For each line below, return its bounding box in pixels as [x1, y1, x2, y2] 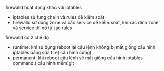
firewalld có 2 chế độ [5, 35, 49, 40]
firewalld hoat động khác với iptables [5, 5, 82, 10]
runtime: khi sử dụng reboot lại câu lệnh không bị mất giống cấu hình [12, 44, 156, 50]
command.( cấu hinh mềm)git [12, 60, 74, 66]
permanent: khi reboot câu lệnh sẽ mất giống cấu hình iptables [12, 55, 143, 61]
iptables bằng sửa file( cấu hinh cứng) [12, 50, 92, 55]
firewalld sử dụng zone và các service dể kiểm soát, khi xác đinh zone [12, 20, 159, 25]
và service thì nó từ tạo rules [12, 25, 72, 31]
